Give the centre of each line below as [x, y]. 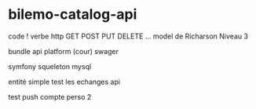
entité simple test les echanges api [64, 82]
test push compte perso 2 [50, 96]
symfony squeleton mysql [50, 66]
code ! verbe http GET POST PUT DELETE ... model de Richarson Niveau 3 [128, 36]
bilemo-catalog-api [73, 15]
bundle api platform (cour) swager [64, 51]
